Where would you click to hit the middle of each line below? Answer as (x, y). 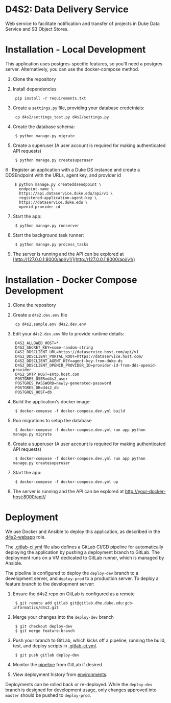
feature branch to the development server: (50, 584)
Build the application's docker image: (52, 401)
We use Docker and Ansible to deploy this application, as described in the (83, 531)
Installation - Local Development (76, 50)
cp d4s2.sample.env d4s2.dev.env (51, 324)
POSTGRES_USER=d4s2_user (41, 379)
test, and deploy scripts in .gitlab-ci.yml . (55, 646)
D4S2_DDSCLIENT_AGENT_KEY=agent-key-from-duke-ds (69, 361)
